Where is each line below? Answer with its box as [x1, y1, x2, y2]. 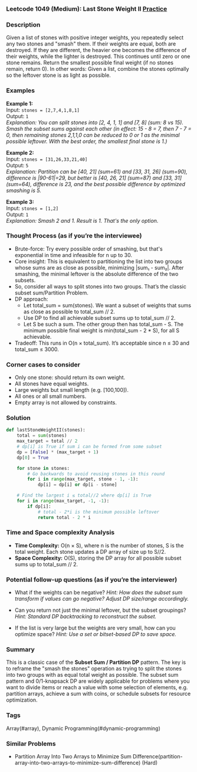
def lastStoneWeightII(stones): [6, 427, 86, 433]
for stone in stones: [17, 465, 70, 471]
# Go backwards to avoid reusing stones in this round [27, 471, 165, 477]
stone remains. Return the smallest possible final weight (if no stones [6, 59, 174, 66]
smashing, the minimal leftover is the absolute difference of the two [14, 270, 179, 277]
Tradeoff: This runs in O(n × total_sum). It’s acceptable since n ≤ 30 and [14, 339, 190, 346]
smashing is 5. [6, 187, 41, 194]
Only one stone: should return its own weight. [14, 374, 126, 381]
